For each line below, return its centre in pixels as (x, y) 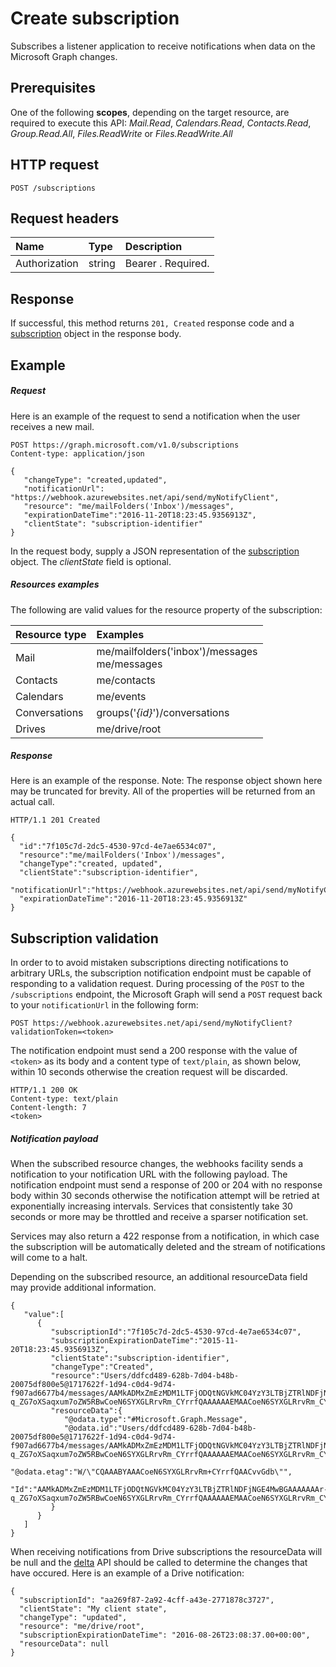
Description (153, 247)
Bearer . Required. (167, 264)
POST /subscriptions (53, 188)
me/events (121, 696)
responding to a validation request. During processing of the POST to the (157, 984)
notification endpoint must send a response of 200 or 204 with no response (166, 1185)
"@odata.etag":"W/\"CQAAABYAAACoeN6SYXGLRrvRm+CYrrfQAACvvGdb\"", (151, 1472)
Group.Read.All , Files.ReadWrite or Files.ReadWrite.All (121, 133)
